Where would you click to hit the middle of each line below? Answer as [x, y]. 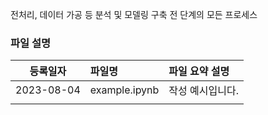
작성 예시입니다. [203, 91]
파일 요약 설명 [199, 71]
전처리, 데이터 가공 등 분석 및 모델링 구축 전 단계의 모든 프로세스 [134, 14]
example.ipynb [124, 90]
